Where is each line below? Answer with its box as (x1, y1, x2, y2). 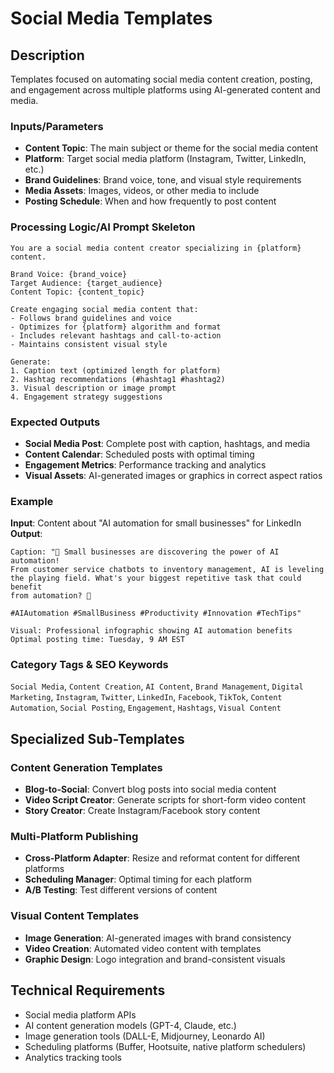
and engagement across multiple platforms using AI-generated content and (10, 84, 321, 96)
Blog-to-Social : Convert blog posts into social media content (24, 783, 277, 796)
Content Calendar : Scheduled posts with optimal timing (24, 448, 255, 460)
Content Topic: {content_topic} (10, 287, 145, 297)
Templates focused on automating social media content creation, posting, (10, 73, 313, 85)
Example (10, 494, 54, 508)
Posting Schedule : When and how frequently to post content (24, 195, 277, 207)
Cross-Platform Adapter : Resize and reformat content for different (24, 852, 301, 864)
